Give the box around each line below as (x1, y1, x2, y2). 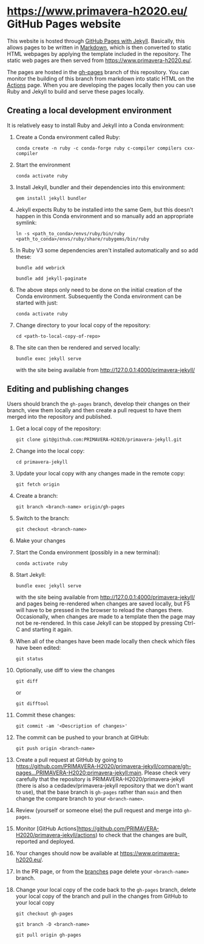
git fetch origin (15, 481, 60, 488)
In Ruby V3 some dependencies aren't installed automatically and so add (15, 246, 199, 253)
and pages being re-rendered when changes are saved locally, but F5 (15, 600, 191, 607)
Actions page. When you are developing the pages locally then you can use (7, 81, 196, 89)
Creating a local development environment (7, 105, 172, 116)
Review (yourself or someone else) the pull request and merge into (15, 807, 183, 814)
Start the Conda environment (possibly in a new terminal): (15, 548, 160, 556)
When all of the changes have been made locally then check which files (15, 637, 195, 645)
